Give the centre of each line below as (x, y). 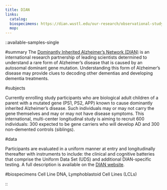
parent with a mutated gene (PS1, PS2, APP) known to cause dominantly (79, 103)
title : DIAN (17, 10)
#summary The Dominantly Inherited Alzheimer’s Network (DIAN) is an (78, 52)
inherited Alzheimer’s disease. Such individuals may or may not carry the (80, 108)
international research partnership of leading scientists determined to (76, 57)
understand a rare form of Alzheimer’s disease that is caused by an (74, 63)
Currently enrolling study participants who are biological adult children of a (82, 98)
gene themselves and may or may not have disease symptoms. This (75, 114)
